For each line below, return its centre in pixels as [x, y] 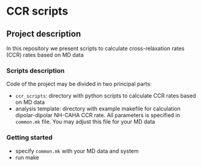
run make [27, 157]
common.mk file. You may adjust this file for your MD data [85, 122]
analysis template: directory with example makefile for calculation [98, 109]
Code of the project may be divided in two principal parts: [79, 84]
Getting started [30, 137]
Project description [44, 34]
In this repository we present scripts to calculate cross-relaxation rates [95, 48]
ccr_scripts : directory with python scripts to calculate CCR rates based [106, 96]
